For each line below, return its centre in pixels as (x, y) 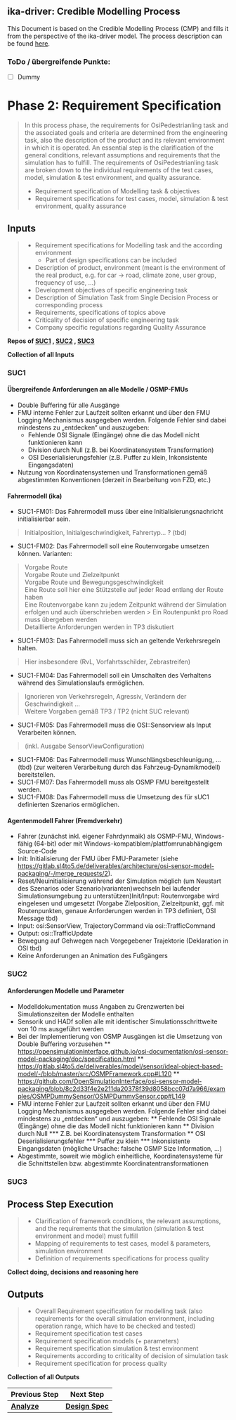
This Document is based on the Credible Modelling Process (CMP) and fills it (118, 28)
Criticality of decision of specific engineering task (107, 320)
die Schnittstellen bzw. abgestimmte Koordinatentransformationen (113, 1163)
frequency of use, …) (65, 282)
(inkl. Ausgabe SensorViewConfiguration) (85, 746)
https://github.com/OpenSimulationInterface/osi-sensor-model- (110, 1081)
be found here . (29, 43)
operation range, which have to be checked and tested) (115, 1326)
